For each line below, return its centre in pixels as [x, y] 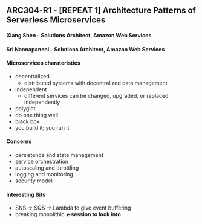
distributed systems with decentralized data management [96, 83]
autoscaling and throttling [47, 168]
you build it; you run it [42, 127]
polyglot [25, 108]
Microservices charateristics [43, 63]
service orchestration [41, 161]
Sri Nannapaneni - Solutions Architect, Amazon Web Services [86, 49]
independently [42, 102]
